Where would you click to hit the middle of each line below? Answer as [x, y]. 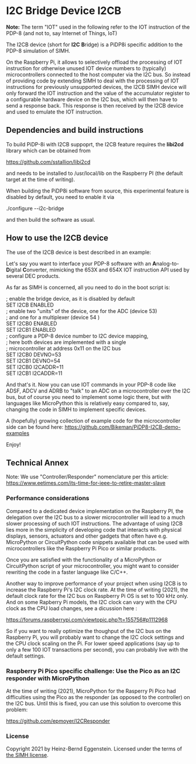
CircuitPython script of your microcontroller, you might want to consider [93, 566]
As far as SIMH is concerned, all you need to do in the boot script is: [88, 287]
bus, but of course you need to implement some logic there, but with [89, 397]
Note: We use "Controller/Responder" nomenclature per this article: [87, 477]
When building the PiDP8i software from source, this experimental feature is [97, 191]
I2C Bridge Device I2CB [64, 11]
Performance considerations [48, 498]
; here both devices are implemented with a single [66, 342]
